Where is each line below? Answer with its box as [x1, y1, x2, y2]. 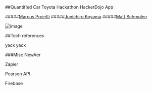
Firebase [5, 81, 23, 86]
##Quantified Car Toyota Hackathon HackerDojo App [5, 4, 114, 10]
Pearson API [5, 71, 31, 77]
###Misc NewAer [5, 52, 41, 58]
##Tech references [5, 33, 45, 38]
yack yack [5, 42, 26, 48]
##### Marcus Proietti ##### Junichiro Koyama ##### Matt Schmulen [5, 14, 147, 19]
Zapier [5, 61, 19, 67]
